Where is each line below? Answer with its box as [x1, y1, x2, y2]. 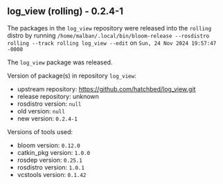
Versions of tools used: [7, 127, 73, 136]
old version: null [17, 107, 66, 115]
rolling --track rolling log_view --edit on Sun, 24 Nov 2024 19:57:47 [7, 38, 217, 47]
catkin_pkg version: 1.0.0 [17, 148, 91, 156]
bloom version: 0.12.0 [17, 141, 81, 149]
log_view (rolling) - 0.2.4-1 [7, 6, 123, 17]
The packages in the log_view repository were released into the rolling [7, 24, 212, 32]
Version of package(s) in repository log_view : [7, 71, 136, 80]
